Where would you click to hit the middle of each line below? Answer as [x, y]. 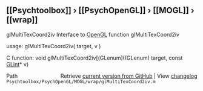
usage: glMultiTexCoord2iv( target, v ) [54, 46]
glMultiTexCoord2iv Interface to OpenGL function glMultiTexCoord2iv [93, 34]
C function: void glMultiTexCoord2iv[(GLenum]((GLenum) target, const [95, 58]
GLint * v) [18, 64]
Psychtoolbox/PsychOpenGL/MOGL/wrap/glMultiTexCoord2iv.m [81, 81]
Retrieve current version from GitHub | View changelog [129, 76]
